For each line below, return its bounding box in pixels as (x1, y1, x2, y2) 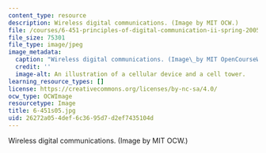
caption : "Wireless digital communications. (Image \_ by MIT (15, 56, 218, 64)
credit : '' (15, 63, 51, 71)
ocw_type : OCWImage (8, 92, 73, 100)
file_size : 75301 (8, 33, 66, 42)
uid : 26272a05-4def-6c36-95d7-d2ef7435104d (8, 114, 154, 122)
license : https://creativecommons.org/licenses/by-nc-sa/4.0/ (8, 84, 218, 93)
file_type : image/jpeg (8, 41, 83, 49)
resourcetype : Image (8, 99, 77, 107)
